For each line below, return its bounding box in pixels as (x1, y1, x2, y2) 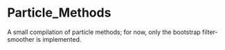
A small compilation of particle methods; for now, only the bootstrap (7, 28, 201, 36)
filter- (201, 28, 218, 36)
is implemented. (35, 35, 82, 43)
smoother (7, 35, 35, 43)
